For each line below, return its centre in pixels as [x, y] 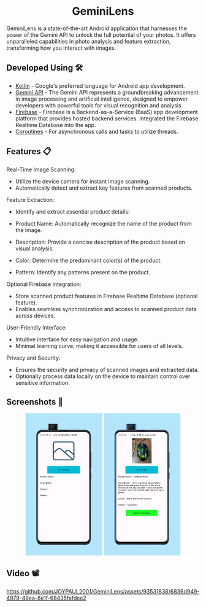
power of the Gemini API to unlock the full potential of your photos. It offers [101, 34]
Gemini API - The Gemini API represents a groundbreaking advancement [107, 92]
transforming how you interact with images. [61, 48]
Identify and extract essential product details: [72, 211]
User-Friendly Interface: [37, 327]
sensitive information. [43, 382]
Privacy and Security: [33, 358]
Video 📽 [23, 574]
